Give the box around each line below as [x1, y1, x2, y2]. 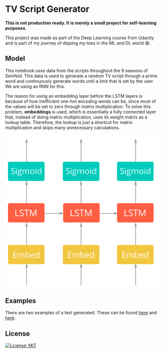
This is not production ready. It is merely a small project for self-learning [5, 20, 157, 26]
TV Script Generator [5, 3, 90, 15]
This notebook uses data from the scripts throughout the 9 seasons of [5, 67, 148, 73]
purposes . [5, 25, 27, 31]
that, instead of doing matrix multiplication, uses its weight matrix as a [5, 114, 147, 120]
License [5, 329, 30, 338]
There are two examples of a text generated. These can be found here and [5, 310, 157, 316]
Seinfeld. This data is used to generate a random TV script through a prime [5, 73, 158, 79]
